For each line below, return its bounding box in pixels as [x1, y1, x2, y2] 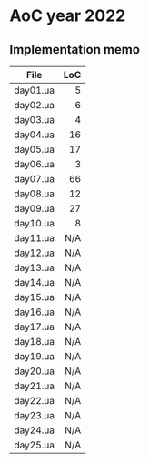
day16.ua [14, 306, 55, 318]
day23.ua [14, 409, 55, 421]
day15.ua [14, 291, 55, 303]
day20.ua [14, 365, 55, 377]
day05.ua [14, 143, 55, 156]
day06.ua [14, 158, 55, 170]
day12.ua [14, 247, 55, 259]
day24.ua [14, 424, 55, 437]
